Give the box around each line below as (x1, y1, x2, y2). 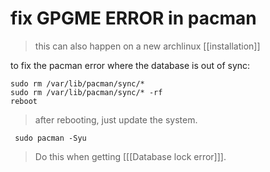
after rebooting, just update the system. (34, 113, 198, 126)
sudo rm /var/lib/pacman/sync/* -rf (10, 87, 163, 97)
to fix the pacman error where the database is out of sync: (10, 59, 251, 71)
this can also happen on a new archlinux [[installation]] (34, 40, 261, 52)
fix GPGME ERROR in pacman (10, 7, 257, 30)
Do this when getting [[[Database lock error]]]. (34, 150, 227, 162)
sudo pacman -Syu (14, 133, 87, 143)
